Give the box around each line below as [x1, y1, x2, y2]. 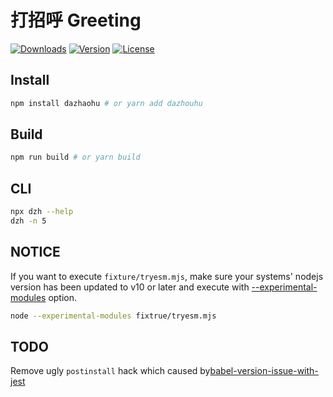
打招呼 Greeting [10, 9, 142, 32]
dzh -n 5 [10, 216, 47, 226]
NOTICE [10, 244, 61, 261]
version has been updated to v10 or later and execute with [10, 281, 250, 293]
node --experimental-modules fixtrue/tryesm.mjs [10, 311, 217, 321]
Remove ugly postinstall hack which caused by [10, 365, 211, 377]
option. [48, 291, 78, 303]
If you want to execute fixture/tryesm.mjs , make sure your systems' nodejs [10, 270, 324, 282]
